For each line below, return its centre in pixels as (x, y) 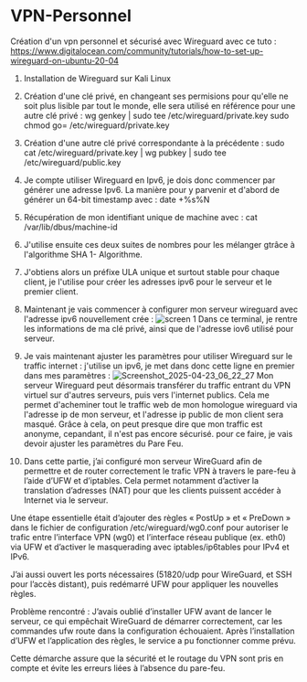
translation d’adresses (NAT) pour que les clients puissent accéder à (152, 490)
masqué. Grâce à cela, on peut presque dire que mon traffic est (143, 424)
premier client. (51, 291)
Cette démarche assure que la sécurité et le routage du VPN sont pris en (147, 658)
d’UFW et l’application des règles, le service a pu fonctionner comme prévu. (153, 640)
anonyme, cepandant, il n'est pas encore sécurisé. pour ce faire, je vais (158, 433)
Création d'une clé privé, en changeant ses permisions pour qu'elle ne (156, 96)
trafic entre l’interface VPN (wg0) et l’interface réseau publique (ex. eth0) (148, 537)
